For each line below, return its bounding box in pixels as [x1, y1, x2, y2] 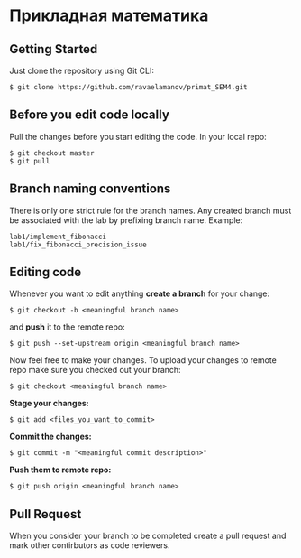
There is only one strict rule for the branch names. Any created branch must [9, 205, 292, 216]
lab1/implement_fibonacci [9, 232, 106, 241]
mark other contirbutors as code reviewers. [9, 540, 170, 551]
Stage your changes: [9, 398, 89, 409]
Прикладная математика [9, 5, 209, 26]
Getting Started [9, 42, 98, 57]
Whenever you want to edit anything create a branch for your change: [9, 288, 270, 299]
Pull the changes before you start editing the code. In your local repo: [9, 131, 268, 142]
